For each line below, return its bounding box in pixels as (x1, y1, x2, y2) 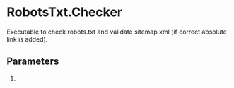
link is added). (6, 34, 48, 43)
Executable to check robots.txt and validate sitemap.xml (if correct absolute (6, 27, 227, 36)
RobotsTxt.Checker (6, 4, 123, 20)
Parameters (6, 56, 59, 68)
